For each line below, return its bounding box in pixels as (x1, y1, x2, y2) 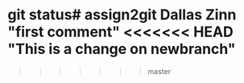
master (147, 66, 171, 76)
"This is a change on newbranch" (7, 40, 236, 58)
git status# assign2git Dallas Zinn (7, 6, 237, 24)
